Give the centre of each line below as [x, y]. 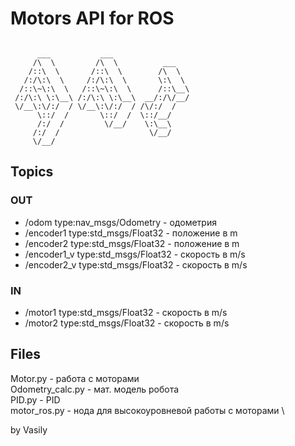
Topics [32, 172]
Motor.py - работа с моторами [75, 378]
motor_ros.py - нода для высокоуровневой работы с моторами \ [147, 410]
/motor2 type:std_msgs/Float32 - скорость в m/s [127, 323]
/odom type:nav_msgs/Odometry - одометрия [120, 222]
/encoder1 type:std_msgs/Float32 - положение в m [131, 233]
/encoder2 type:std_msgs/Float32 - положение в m [132, 243]
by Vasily [29, 429]
